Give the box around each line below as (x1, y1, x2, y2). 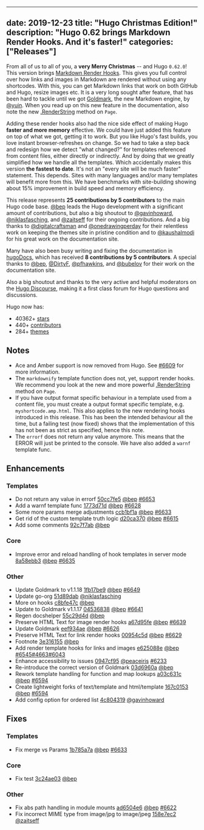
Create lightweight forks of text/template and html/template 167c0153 (15, 683, 189, 690)
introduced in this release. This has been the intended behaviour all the (15, 413, 193, 420)
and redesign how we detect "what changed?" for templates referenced (6, 146, 186, 153)
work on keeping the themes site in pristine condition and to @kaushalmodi (6, 229, 195, 236)
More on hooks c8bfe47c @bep (15, 598, 95, 606)
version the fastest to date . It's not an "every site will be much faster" (6, 165, 181, 172)
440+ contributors (15, 321, 62, 328)
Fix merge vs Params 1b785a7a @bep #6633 (15, 746, 127, 753)
